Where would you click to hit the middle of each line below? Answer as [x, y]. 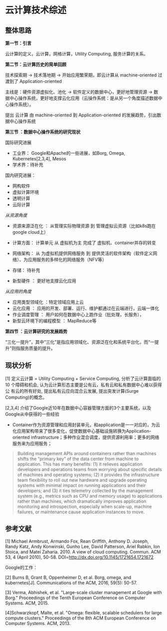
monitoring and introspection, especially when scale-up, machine [84, 506]
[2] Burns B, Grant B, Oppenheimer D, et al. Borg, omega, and [68, 577]
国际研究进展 [18, 142]
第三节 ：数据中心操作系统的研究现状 [43, 132]
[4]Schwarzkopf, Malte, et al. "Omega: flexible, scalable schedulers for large [83, 613]
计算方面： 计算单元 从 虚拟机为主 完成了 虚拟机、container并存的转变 [84, 243]
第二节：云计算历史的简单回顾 [36, 64]
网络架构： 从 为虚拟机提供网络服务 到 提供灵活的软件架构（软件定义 [83, 253]
